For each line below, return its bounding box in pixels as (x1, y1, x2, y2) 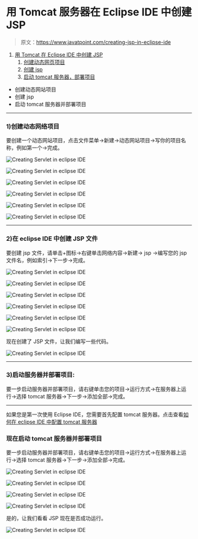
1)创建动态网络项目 (6, 122, 60, 130)
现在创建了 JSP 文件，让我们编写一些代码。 (6, 338, 112, 345)
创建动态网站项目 (14, 86, 57, 93)
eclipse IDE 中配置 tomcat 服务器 (17, 418, 97, 425)
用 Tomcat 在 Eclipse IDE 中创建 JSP (14, 51, 103, 58)
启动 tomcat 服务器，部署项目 (23, 73, 95, 80)
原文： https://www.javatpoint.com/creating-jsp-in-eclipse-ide (20, 38, 171, 45)
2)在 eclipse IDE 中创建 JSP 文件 (6, 234, 98, 243)
